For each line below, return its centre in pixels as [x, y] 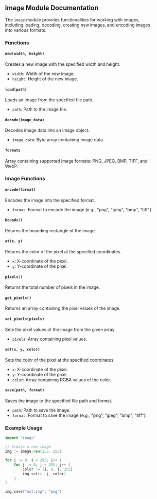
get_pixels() [18, 298]
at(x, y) [14, 241]
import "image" [20, 438]
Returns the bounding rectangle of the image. [51, 230]
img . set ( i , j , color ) [44, 474]
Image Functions [25, 179]
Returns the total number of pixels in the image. [52, 287]
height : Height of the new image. [45, 79]
